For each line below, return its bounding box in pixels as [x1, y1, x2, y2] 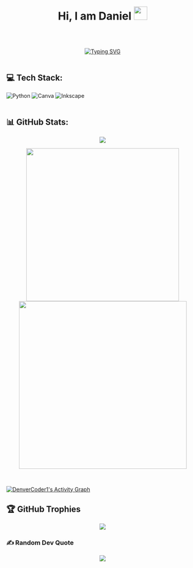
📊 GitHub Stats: [6, 117, 69, 128]
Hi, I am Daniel [57, 9, 132, 23]
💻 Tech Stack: [6, 73, 63, 83]
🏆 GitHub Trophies [6, 504, 81, 514]
